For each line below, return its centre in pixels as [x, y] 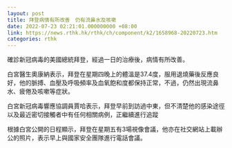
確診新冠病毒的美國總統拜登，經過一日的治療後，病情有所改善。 [98, 60]
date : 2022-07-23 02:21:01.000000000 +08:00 [72, 26]
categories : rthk [32, 39]
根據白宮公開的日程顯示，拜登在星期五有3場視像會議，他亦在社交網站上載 [112, 129]
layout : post [26, 13]
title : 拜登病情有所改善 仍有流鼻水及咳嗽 [62, 20]
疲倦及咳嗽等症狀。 [46, 92]
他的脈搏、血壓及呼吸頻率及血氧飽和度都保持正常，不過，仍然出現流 [116, 83]
